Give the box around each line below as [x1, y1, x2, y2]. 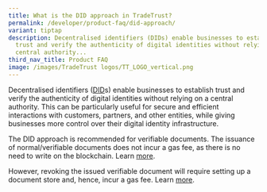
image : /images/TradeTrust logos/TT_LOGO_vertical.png [8, 63, 194, 71]
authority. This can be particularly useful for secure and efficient [8, 102, 219, 111]
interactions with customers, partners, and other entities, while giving [8, 110, 236, 120]
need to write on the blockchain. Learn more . [8, 151, 156, 160]
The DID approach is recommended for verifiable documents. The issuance [8, 134, 255, 144]
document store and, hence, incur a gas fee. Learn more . [8, 175, 195, 184]
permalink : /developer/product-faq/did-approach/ [8, 19, 176, 27]
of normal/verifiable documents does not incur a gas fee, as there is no [8, 142, 241, 152]
